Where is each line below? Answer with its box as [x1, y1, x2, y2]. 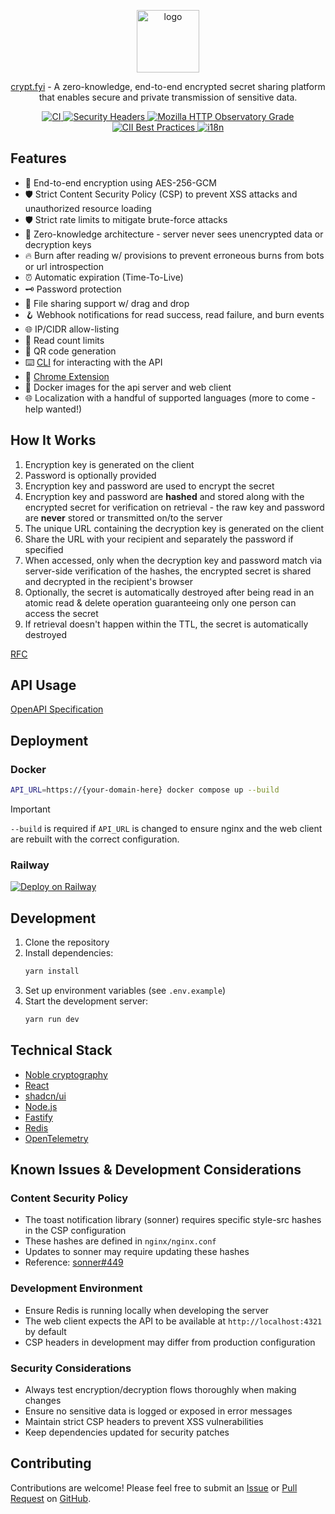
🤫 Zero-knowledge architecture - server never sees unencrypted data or [24, 228, 324, 240]
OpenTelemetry [24, 1132, 89, 1144]
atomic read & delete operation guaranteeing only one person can [24, 596, 297, 609]
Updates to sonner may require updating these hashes [24, 1246, 250, 1258]
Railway [10, 858, 50, 872]
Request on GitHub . [10, 1492, 92, 1504]
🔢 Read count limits [24, 334, 105, 346]
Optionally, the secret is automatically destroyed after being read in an [24, 586, 315, 598]
